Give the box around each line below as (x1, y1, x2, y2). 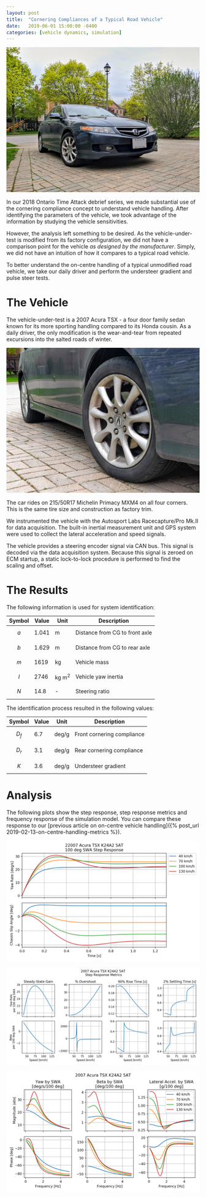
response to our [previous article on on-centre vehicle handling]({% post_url (6, 822, 199, 829)
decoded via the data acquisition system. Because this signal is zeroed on (6, 548, 193, 556)
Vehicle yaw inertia (75, 673, 124, 680)
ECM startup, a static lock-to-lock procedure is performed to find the (6, 555, 181, 563)
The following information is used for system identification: (6, 603, 155, 610)
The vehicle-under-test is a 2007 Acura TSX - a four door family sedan (6, 316, 185, 323)
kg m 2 (55, 672, 71, 681)
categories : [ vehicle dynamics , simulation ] (6, 29, 122, 36)
